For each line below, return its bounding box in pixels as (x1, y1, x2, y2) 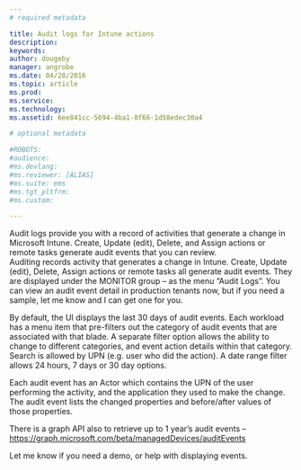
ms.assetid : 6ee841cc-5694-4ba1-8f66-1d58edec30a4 (9, 113, 203, 122)
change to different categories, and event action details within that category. (9, 341, 293, 351)
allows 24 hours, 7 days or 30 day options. (9, 360, 167, 371)
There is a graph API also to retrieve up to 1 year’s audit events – (9, 423, 247, 434)
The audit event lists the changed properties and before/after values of (9, 396, 272, 407)
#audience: (9, 154, 50, 163)
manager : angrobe (9, 63, 75, 72)
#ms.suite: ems (9, 179, 66, 188)
